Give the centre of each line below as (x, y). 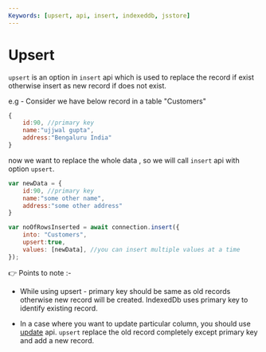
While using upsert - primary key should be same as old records (125, 291)
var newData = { (35, 183)
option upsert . (31, 169)
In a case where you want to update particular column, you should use (135, 323)
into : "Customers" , (55, 235)
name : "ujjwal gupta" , (58, 131)
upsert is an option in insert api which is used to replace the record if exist (131, 77)
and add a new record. (57, 340)
